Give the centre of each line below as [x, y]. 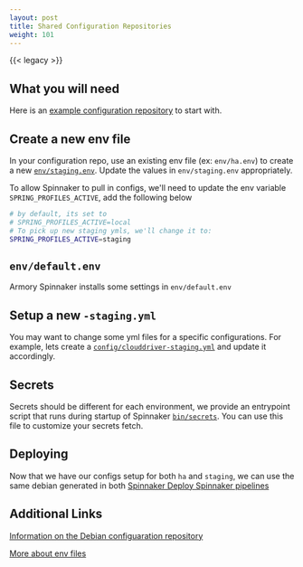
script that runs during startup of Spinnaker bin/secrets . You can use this [146, 416]
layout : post [34, 18]
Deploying [39, 454]
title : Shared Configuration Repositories [90, 26]
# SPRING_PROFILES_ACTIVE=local [70, 222]
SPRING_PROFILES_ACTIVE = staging [70, 239]
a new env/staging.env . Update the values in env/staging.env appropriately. [151, 170]
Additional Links [56, 514]
